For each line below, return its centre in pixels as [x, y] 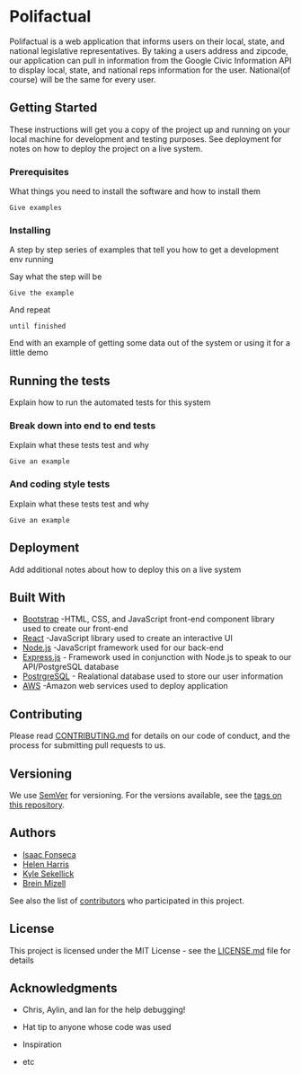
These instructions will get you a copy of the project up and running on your [150, 129]
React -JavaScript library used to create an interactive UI [128, 638]
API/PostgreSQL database [71, 667]
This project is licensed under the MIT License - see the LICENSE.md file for [150, 950]
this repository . [37, 805]
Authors [33, 833]
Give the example [42, 294]
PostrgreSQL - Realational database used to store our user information [153, 676]
